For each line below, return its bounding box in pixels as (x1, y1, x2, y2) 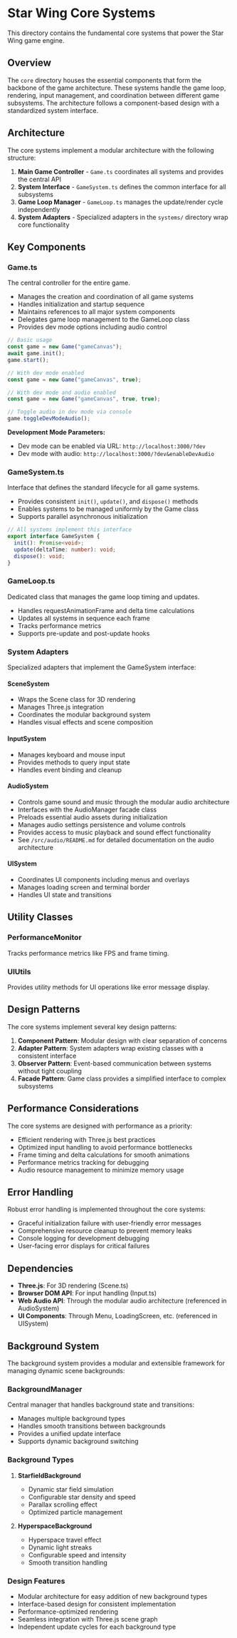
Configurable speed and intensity (28, 1550, 127, 1559)
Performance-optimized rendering (17, 1607, 119, 1616)
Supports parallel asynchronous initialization (17, 512, 148, 521)
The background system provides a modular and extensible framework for (7, 1359, 226, 1367)
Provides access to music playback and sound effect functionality (17, 828, 211, 836)
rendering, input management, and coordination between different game (7, 91, 219, 99)
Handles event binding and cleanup (17, 765, 122, 774)
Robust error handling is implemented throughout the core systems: (7, 1205, 206, 1214)
